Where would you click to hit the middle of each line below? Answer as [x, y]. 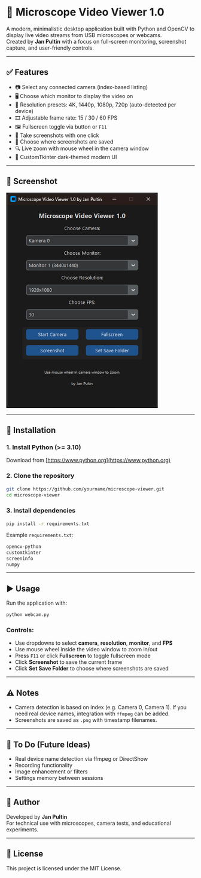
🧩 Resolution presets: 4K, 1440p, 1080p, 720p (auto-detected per [95, 105]
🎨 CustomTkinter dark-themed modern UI [66, 157]
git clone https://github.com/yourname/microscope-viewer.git [85, 489]
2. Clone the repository [40, 476]
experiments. [22, 829]
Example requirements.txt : [40, 535]
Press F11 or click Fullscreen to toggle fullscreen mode [83, 656]
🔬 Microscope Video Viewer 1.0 [85, 12]
